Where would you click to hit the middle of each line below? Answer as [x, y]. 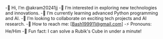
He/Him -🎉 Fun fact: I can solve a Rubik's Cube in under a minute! [73, 31]
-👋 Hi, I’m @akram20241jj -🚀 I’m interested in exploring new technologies [81, 8]
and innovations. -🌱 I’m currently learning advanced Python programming [82, 13]
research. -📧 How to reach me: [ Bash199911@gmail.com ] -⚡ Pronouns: [78, 24]
